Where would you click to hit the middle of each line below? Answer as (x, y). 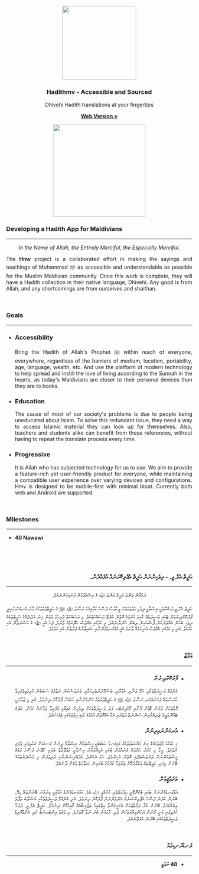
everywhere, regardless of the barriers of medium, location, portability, (103, 361)
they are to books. (37, 386)
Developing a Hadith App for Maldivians (64, 229)
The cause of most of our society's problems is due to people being (103, 414)
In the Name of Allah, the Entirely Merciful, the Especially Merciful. (99, 247)
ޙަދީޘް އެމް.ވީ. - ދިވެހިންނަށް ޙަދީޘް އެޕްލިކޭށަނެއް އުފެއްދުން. (141, 577)
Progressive (32, 455)
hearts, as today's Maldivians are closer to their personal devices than (103, 380)
